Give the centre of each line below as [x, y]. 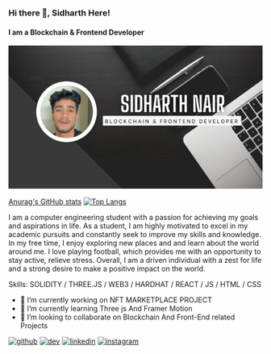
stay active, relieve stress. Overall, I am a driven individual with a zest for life [135, 260]
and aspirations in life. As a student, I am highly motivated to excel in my [128, 226]
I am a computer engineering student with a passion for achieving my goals [133, 217]
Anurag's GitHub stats [45, 202]
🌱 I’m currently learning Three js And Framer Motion [106, 308]
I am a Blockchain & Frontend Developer [76, 32]
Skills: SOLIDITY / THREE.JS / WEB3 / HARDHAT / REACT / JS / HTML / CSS [135, 284]
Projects [34, 325]
